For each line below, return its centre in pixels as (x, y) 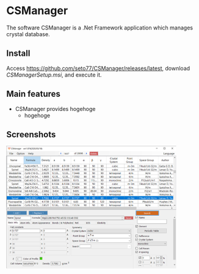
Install (18, 54)
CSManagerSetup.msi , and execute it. (54, 75)
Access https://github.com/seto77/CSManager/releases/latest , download (98, 68)
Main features (34, 94)
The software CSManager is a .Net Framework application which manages (100, 28)
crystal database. (28, 34)
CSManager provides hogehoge (55, 108)
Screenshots (31, 135)
